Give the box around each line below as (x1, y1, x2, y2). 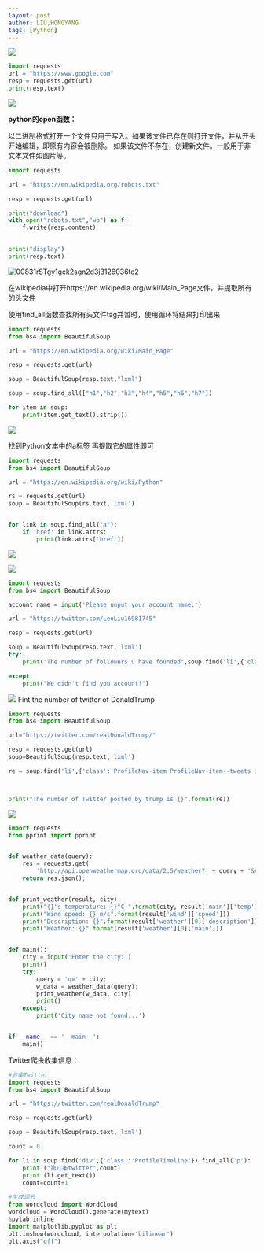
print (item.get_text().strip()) (22, 411, 128, 419)
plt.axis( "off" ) (8, 1237, 61, 1245)
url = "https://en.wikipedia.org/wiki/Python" (8, 478, 163, 486)
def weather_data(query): (8, 852, 93, 860)
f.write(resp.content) (22, 224, 97, 232)
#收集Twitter (8, 1071, 49, 1079)
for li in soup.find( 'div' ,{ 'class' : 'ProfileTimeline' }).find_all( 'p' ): (8, 1156, 251, 1165)
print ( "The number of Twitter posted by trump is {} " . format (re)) (8, 795, 230, 803)
